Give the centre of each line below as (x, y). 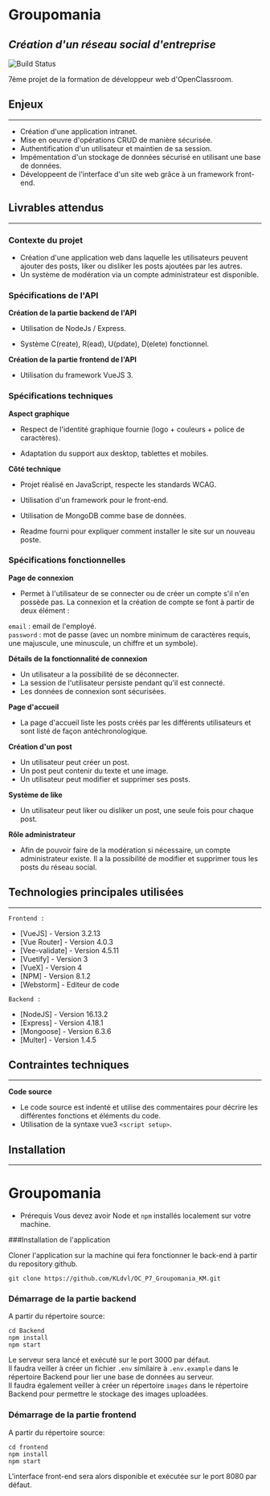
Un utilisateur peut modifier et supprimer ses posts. (105, 779)
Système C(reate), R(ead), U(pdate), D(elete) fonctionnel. (115, 344)
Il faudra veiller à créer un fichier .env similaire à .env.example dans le (123, 1368)
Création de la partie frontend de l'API (73, 360)
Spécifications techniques (61, 396)
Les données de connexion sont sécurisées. (93, 691)
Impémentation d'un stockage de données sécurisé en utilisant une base (140, 157)
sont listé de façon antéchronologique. (84, 731)
